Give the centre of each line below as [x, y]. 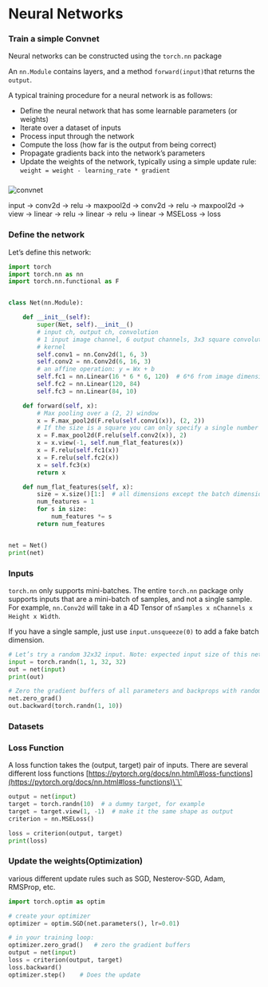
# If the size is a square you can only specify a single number [148, 428]
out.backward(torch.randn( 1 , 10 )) [66, 706]
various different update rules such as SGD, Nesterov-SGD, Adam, [117, 879]
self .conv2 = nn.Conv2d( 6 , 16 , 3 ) [94, 362]
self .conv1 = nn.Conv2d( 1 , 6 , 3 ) [93, 354]
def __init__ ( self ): [57, 317]
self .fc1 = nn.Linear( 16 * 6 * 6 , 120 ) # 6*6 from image [135, 377]
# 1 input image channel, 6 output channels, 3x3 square [133, 340]
